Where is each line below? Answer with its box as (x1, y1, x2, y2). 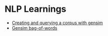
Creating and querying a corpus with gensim (11, 20, 103, 26)
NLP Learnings (4, 3, 66, 15)
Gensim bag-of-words (11, 25, 57, 31)
